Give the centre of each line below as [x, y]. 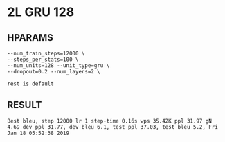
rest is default [30, 84]
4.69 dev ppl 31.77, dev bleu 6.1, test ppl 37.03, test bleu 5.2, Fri [112, 127]
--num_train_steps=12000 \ [46, 53]
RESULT [25, 105]
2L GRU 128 [41, 12]
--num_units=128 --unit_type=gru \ [58, 66]
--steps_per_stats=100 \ [43, 60]
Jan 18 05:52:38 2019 [38, 133]
